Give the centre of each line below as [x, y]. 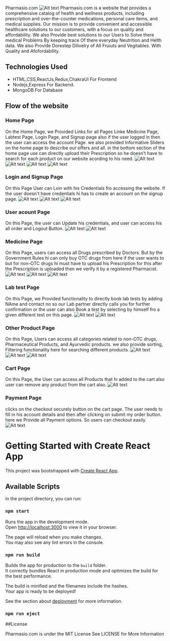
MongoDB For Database [38, 90]
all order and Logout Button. [35, 229]
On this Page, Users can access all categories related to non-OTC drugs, [81, 339]
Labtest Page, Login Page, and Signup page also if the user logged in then [83, 137]
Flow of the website [37, 106]
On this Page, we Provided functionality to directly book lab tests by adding [84, 298]
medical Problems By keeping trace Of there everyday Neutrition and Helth [83, 40]
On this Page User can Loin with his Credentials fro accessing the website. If [85, 188]
